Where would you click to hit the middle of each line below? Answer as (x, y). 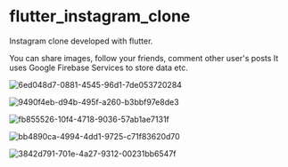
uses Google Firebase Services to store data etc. (99, 68)
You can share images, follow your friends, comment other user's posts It (144, 58)
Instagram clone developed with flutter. (81, 41)
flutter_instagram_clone (100, 16)
